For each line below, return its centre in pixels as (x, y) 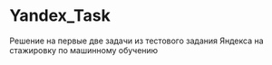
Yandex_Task (60, 16)
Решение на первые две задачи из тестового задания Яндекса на (137, 41)
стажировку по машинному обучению (84, 50)
